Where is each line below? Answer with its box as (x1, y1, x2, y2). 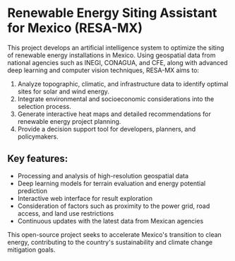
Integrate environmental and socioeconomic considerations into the (17, 94, 215, 103)
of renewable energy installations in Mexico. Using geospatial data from (7, 51, 216, 59)
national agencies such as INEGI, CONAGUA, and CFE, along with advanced (7, 58, 228, 66)
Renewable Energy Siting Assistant (7, 5, 217, 21)
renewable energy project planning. (17, 117, 121, 125)
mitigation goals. (7, 245, 56, 254)
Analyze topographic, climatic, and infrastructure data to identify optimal (17, 79, 229, 88)
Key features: (7, 153, 68, 165)
